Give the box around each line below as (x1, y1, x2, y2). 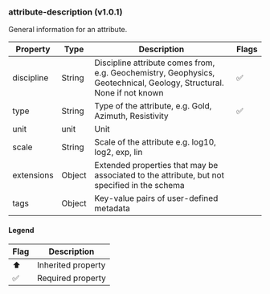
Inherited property (37, 259, 106, 271)
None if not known (94, 88, 164, 99)
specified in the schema (94, 180, 185, 191)
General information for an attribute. (8, 25, 128, 35)
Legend (8, 225, 35, 235)
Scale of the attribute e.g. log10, (94, 137, 217, 148)
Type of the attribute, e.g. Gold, (94, 100, 212, 112)
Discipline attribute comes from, (94, 57, 215, 68)
